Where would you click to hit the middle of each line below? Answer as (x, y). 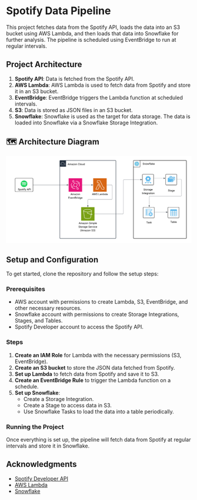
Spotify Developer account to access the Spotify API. (79, 327)
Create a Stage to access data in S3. (67, 405)
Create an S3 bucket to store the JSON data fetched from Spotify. (95, 367)
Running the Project (35, 427)
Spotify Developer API (41, 478)
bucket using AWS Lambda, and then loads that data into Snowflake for (92, 33)
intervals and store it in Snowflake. (48, 446)
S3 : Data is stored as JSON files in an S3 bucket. (74, 110)
